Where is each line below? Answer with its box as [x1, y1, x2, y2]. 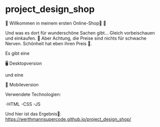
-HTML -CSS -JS [5, 101, 41, 107]
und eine [5, 72, 24, 78]
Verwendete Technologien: [5, 91, 61, 97]
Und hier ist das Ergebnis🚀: [5, 110, 62, 116]
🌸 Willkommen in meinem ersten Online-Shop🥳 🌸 [5, 20, 107, 26]
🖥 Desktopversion [5, 60, 42, 66]
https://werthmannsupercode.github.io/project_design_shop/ [5, 116, 132, 122]
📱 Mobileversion [5, 81, 39, 87]
